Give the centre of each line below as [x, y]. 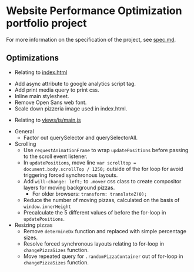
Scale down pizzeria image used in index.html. [71, 108]
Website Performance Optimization [94, 11]
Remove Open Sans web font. [51, 102]
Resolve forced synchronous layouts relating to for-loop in [94, 244]
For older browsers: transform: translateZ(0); [89, 194]
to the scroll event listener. [55, 156]
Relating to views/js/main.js [48, 120]
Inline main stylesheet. [42, 96]
